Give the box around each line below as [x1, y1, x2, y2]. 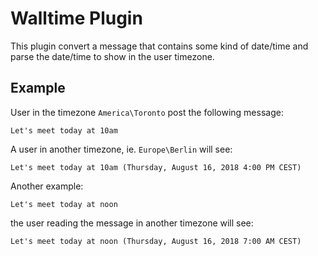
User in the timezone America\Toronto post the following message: [10, 106, 284, 118]
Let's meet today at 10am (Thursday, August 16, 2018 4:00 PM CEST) [10, 162, 302, 172]
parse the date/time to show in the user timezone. [10, 50, 215, 62]
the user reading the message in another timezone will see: [10, 217, 254, 229]
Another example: [10, 180, 84, 192]
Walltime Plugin [10, 7, 143, 30]
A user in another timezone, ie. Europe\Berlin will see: [10, 143, 233, 155]
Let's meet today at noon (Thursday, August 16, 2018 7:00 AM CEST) [10, 236, 302, 246]
